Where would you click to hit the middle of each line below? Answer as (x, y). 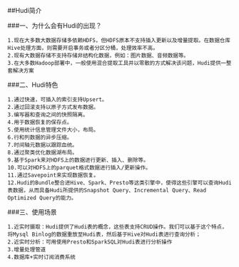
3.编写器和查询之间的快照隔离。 (48, 115)
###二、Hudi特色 (33, 85)
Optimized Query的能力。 (42, 198)
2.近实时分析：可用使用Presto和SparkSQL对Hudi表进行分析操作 (90, 242)
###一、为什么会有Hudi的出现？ (55, 26)
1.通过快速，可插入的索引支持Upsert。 (57, 100)
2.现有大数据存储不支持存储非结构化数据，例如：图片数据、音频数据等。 (98, 56)
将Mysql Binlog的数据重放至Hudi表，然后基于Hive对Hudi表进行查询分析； (104, 234)
